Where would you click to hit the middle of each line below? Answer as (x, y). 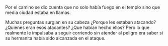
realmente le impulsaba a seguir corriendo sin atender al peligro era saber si (84, 33)
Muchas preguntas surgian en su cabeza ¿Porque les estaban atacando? (80, 22)
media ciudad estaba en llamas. (38, 12)
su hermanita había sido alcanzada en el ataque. (55, 38)
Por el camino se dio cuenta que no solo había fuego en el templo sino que (83, 7)
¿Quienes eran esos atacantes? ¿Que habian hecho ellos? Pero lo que (77, 27)
